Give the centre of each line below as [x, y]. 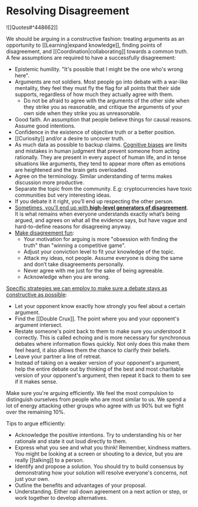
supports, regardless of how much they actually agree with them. [94, 94]
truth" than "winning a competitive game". [74, 245]
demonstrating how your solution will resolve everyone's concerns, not [101, 473]
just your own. [32, 479]
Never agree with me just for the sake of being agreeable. [94, 270]
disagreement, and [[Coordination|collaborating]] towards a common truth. [97, 51]
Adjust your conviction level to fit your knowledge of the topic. [99, 251]
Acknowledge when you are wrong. [67, 277]
